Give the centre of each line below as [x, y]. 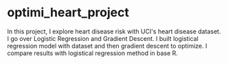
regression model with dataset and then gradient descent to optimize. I [107, 46]
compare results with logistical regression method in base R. [93, 53]
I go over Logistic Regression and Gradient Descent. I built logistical [103, 38]
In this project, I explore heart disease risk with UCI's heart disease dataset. [114, 31]
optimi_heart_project [68, 13]
